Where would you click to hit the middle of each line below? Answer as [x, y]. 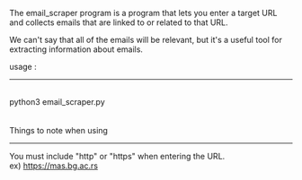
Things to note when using [58, 130]
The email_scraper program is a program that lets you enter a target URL [143, 13]
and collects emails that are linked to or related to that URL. [119, 22]
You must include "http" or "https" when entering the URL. [117, 156]
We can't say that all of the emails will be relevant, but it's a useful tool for [146, 40]
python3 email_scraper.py [57, 102]
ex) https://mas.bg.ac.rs [54, 166]
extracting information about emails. [76, 49]
